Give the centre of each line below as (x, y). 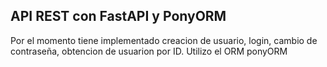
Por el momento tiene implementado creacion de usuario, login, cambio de (164, 40)
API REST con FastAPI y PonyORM (118, 16)
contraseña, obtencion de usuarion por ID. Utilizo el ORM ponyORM (149, 51)
